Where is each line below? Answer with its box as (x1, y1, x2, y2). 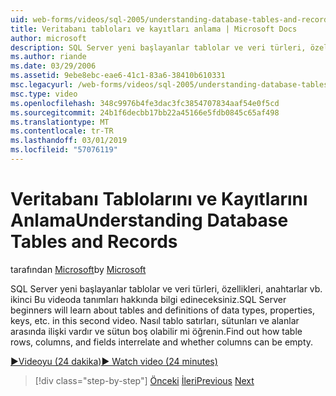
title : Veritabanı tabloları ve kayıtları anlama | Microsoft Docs (10, 24, 298, 34)
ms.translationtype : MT (10, 117, 110, 127)
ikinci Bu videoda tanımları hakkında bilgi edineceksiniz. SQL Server (10, 293, 287, 305)
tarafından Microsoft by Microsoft (10, 263, 147, 275)
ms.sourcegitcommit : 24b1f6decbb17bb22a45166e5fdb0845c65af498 (10, 107, 280, 118)
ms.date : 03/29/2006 (10, 61, 97, 71)
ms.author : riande (10, 52, 87, 62)
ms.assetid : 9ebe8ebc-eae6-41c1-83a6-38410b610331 (10, 71, 226, 81)
